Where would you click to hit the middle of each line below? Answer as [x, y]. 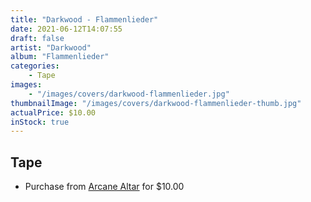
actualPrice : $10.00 [53, 112]
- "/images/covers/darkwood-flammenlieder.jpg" [129, 94]
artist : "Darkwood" [51, 47]
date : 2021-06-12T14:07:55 [66, 29]
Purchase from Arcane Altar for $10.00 [104, 187]
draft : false [37, 38]
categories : [35, 66]
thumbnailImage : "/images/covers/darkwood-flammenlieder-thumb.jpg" [156, 103]
